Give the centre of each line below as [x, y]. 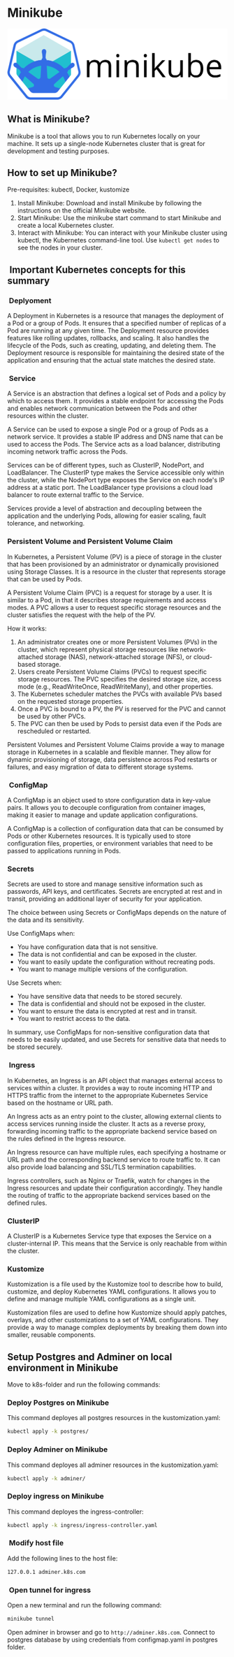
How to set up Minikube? [62, 173]
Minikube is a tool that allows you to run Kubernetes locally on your [104, 136]
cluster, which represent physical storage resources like [98, 649]
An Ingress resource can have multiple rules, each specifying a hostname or [117, 1152]
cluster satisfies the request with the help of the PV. [81, 615]
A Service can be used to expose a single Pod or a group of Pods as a [108, 429]
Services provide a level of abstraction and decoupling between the [105, 509]
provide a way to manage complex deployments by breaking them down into [117, 1327]
